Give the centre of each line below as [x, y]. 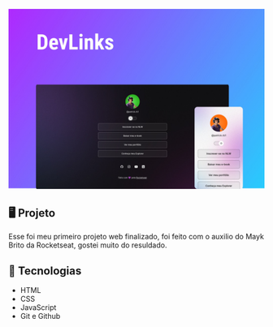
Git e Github [40, 316]
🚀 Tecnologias [45, 271]
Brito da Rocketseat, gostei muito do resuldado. [88, 245]
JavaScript [38, 307]
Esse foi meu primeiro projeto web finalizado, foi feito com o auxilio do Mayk [136, 237]
